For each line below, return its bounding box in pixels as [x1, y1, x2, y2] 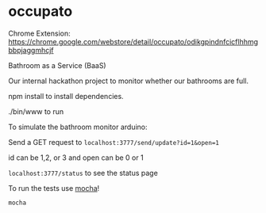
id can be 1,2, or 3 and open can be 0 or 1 [8, 153, 145, 162]
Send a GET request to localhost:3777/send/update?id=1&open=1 [8, 137, 220, 146]
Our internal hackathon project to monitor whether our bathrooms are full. [8, 76, 249, 86]
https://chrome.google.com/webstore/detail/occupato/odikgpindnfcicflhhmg [8, 36, 259, 46]
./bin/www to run [8, 106, 64, 116]
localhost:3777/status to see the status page [8, 168, 159, 177]
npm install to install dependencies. [8, 91, 125, 101]
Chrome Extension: [8, 29, 71, 38]
